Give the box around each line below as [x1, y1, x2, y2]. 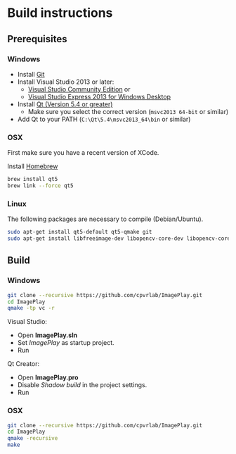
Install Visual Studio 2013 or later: [17, 77, 114, 86]
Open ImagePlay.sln [17, 331, 78, 339]
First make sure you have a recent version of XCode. [7, 149, 159, 157]
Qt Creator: [7, 360, 40, 368]
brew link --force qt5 [7, 182, 74, 189]
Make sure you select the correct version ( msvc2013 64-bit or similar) [27, 107, 229, 115]
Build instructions [7, 5, 113, 21]
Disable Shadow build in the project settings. [17, 381, 147, 389]
